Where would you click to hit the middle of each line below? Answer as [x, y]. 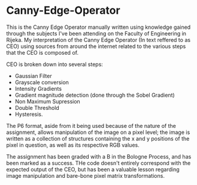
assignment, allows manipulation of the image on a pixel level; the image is [98, 132]
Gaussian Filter [33, 76]
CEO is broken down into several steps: [55, 64]
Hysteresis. [29, 114]
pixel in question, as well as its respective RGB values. [73, 145]
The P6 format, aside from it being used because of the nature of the [91, 126]
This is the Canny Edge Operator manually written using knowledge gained [99, 27]
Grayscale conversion [42, 82]
